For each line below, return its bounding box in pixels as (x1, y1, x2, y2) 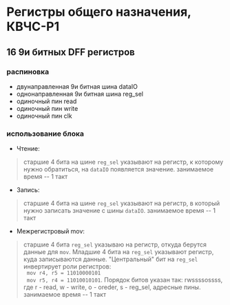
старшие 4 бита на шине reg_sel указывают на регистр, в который (23, 199, 220, 207)
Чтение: (16, 145, 40, 153)
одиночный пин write (16, 104, 79, 112)
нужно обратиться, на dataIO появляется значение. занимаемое (23, 165, 214, 173)
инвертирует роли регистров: (23, 262, 112, 271)
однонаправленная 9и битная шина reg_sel (16, 90, 144, 98)
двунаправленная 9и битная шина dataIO (16, 82, 138, 90)
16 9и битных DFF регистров (6, 46, 135, 58)
